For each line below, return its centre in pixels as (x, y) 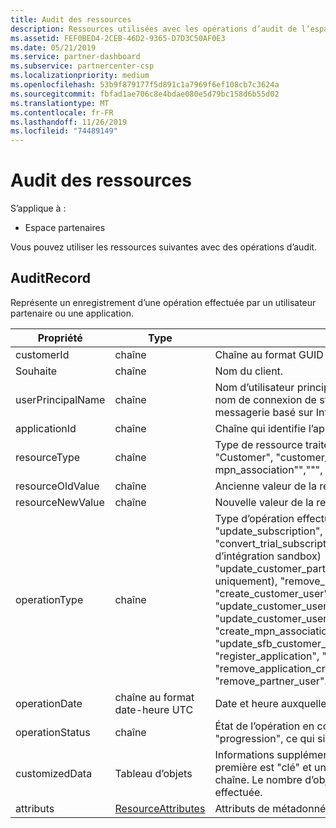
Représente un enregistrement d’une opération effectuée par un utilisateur (163, 302)
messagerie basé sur (264, 412)
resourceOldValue (57, 486)
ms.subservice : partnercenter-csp (82, 66)
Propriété (60, 338)
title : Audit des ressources (71, 19)
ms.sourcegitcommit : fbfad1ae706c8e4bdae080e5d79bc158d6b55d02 (145, 94)
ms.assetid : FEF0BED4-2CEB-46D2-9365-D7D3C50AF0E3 (118, 38)
